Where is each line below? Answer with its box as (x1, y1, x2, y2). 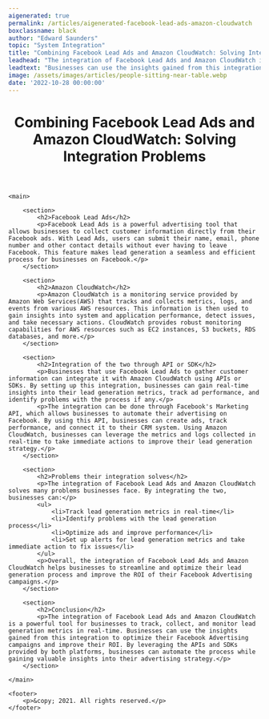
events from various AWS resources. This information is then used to (8, 304, 249, 312)
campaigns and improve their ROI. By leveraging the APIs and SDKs (8, 641, 239, 649)
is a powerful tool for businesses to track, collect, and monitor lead (8, 620, 256, 628)
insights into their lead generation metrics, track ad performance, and (8, 388, 260, 396)
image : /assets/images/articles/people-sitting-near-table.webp (8, 71, 227, 79)
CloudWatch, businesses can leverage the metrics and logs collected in (8, 430, 256, 439)
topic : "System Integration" (8, 42, 106, 50)
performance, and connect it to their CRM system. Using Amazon (8, 424, 227, 432)
